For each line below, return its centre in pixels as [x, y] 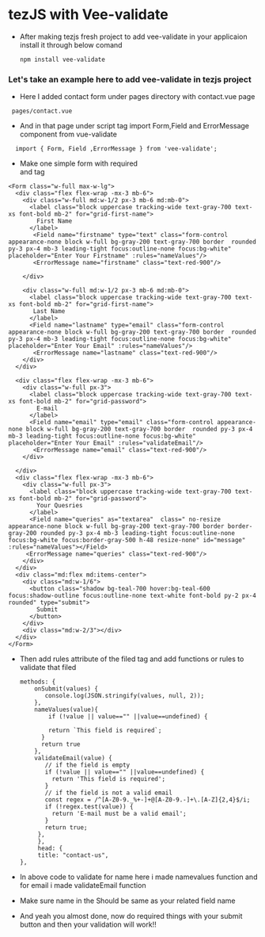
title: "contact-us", [73, 855]
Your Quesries [60, 506]
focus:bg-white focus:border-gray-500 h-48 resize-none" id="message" [127, 541]
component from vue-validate [68, 134]
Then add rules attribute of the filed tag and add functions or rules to [132, 659]
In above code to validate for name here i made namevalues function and [138, 877]
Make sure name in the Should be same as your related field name [127, 901]
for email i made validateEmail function [83, 885]
